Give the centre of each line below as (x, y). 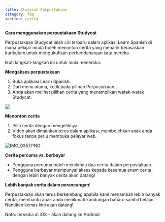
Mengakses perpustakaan (33, 72)
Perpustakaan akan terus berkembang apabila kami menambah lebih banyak (83, 194)
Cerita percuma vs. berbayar (35, 155)
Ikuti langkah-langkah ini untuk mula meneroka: (53, 63)
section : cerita (22, 19)
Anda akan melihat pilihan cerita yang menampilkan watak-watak (78, 92)
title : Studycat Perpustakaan (36, 10)
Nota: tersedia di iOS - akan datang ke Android (52, 215)
